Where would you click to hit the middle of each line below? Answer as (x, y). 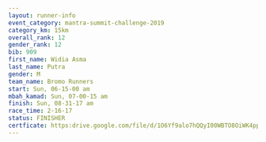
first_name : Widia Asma (47, 60)
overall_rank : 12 (37, 37)
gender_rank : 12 (35, 45)
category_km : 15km (38, 30)
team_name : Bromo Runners (51, 81)
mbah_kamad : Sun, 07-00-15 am (58, 96)
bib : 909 (23, 52)
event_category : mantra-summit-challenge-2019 (86, 23)
